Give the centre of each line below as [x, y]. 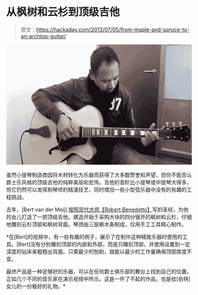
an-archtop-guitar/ [43, 36]
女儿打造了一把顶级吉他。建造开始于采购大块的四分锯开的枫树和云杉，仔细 [101, 217]
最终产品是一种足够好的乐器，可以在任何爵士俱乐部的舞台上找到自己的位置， [99, 271]
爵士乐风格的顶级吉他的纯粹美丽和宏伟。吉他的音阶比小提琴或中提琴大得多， [99, 182]
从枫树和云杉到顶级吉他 [63, 12]
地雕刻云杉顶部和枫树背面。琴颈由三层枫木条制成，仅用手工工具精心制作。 [96, 224]
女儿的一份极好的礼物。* [36, 286]
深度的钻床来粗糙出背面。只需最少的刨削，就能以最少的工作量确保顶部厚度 [96, 251]
